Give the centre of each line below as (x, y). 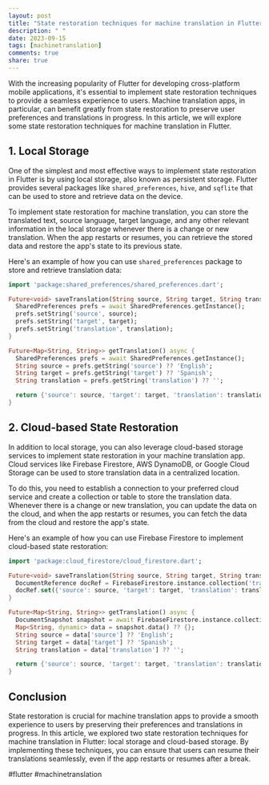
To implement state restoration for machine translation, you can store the (128, 212)
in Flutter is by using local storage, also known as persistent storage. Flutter (133, 179)
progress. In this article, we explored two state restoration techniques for (128, 733)
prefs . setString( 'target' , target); (76, 322)
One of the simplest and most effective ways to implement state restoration (132, 170)
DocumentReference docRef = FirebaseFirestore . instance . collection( (132, 583)
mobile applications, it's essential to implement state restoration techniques (133, 92)
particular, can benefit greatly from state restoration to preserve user (122, 108)
